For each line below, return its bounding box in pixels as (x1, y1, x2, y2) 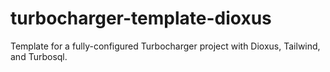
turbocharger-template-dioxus (10, 7, 272, 30)
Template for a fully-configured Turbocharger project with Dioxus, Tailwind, (10, 40, 321, 52)
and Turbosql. (10, 50, 68, 62)
